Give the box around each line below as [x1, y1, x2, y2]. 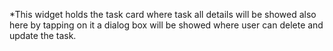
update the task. [9, 30, 77, 41]
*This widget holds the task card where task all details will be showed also [9, 9, 317, 20]
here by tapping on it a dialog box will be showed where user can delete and [9, 19, 324, 31]
